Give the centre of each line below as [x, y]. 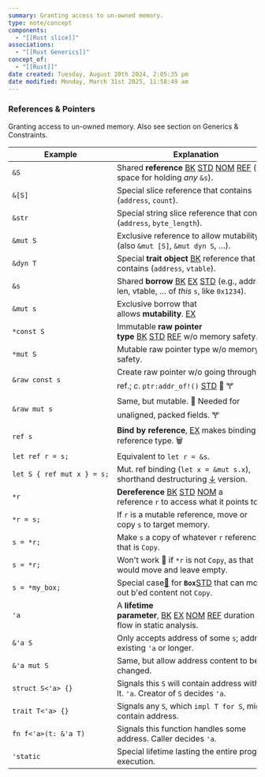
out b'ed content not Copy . [165, 592]
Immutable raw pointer [160, 326]
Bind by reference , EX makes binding [187, 430]
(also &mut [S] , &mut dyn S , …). [174, 246]
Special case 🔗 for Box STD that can [181, 583]
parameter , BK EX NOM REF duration [186, 615]
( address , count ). [148, 200]
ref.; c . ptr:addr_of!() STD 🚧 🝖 [175, 385]
